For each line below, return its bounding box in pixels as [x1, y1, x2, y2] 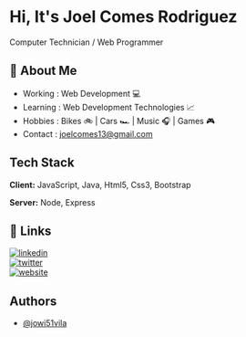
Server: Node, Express [9, 196, 96, 207]
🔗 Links [9, 223, 52, 238]
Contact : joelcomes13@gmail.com [22, 128, 153, 139]
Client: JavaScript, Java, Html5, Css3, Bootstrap [9, 179, 191, 190]
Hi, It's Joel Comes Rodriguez [9, 6, 238, 27]
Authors [9, 293, 57, 309]
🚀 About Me [9, 63, 77, 79]
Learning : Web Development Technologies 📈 [22, 101, 196, 112]
